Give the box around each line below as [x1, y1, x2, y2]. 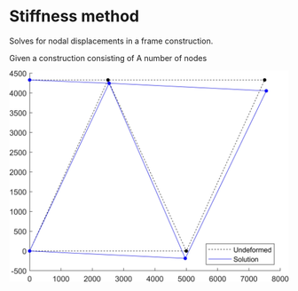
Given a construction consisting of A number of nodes [9, 52, 208, 63]
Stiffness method [9, 6, 140, 27]
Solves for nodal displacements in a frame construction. [9, 35, 214, 46]
